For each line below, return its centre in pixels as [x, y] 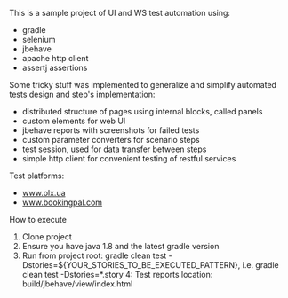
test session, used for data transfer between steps [114, 149]
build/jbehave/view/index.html [77, 284]
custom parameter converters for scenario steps [111, 140]
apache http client [55, 58]
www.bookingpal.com [62, 202]
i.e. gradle [260, 265]
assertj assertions [55, 67]
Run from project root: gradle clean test [94, 255]
